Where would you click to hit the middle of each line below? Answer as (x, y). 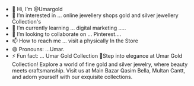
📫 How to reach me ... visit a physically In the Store (75, 41)
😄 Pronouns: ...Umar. (38, 49)
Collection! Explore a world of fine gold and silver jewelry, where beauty (100, 64)
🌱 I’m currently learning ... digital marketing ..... (69, 28)
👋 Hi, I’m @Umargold (37, 9)
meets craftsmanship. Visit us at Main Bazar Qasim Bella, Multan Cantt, (98, 70)
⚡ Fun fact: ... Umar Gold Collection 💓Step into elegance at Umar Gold (97, 56)
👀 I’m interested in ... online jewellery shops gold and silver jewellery (95, 15)
